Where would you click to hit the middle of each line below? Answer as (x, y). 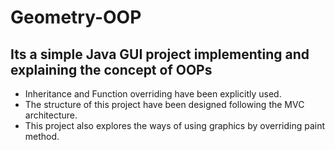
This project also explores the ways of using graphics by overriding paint (175, 125)
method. (42, 136)
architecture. (51, 115)
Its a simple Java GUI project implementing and (160, 54)
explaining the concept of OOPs (111, 69)
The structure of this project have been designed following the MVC (164, 104)
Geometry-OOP (76, 17)
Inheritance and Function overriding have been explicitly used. (153, 94)
